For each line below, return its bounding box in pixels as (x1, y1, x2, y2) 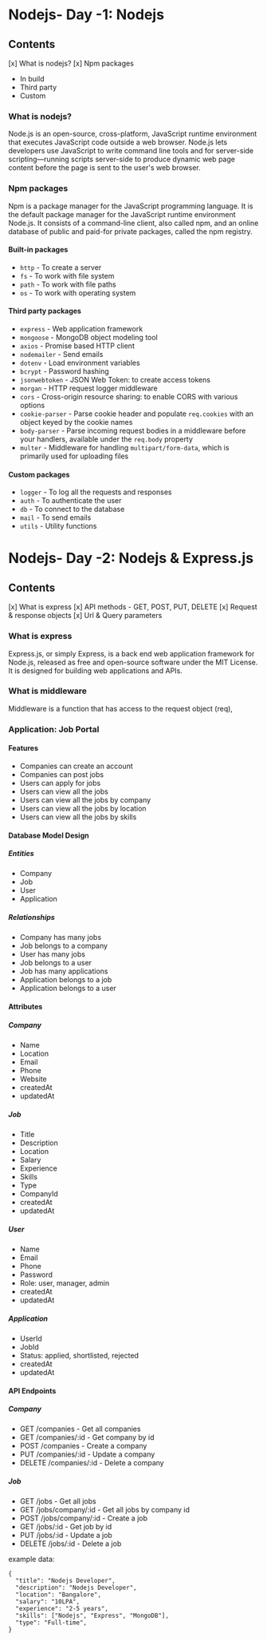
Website (19, 1074, 48, 1084)
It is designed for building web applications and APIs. (8, 665, 183, 676)
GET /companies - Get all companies (19, 1424, 141, 1434)
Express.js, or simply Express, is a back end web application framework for (8, 648, 255, 658)
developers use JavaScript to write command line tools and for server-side (8, 146, 254, 156)
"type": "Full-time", (15, 1619, 88, 1627)
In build (19, 74, 45, 83)
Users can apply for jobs (19, 778, 101, 787)
